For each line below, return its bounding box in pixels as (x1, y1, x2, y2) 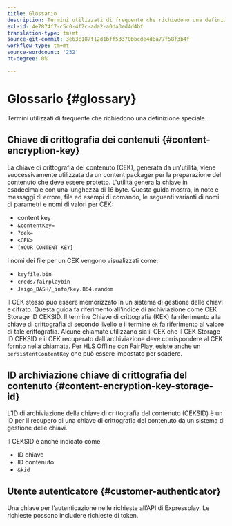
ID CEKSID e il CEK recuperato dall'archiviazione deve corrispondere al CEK (7, 334, 223, 343)
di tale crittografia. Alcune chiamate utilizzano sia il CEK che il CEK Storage (7, 327, 221, 336)
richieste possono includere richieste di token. (7, 511, 139, 520)
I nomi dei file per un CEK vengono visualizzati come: (7, 256, 159, 264)
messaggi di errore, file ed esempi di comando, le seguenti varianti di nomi (7, 192, 220, 201)
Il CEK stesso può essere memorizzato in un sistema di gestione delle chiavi (7, 298, 223, 306)
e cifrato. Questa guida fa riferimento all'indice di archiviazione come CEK (7, 305, 217, 314)
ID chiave (17, 451, 44, 459)
